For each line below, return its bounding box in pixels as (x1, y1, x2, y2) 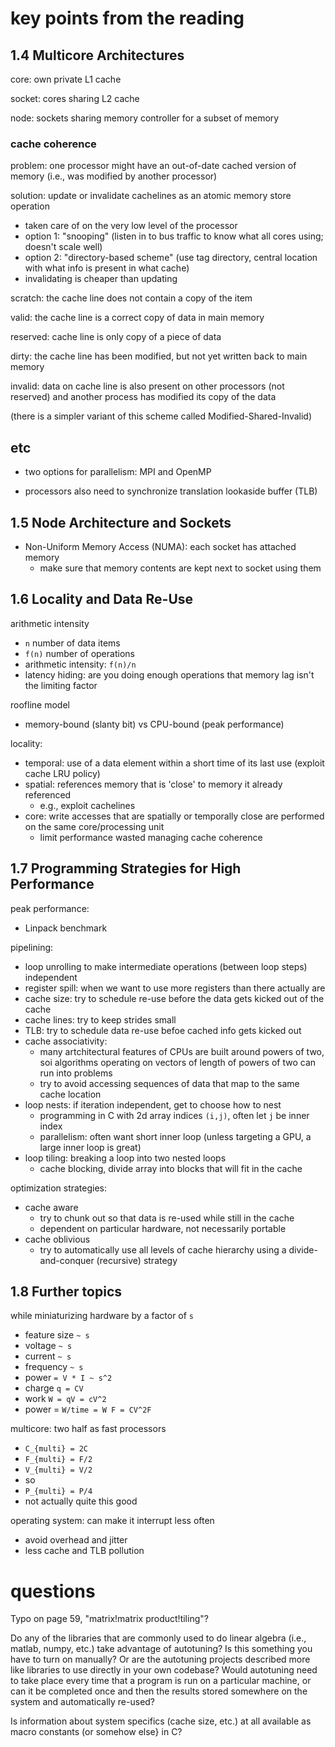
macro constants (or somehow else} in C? (10, 1726, 183, 1738)
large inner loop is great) (39, 1141, 142, 1153)
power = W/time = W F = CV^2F (24, 1403, 152, 1416)
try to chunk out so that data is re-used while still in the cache (39, 1212, 295, 1224)
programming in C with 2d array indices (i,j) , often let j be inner (39, 1109, 310, 1121)
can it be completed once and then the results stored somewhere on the (10, 1685, 308, 1697)
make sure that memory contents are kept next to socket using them (39, 562, 322, 574)
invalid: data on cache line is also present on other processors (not (10, 380, 285, 392)
